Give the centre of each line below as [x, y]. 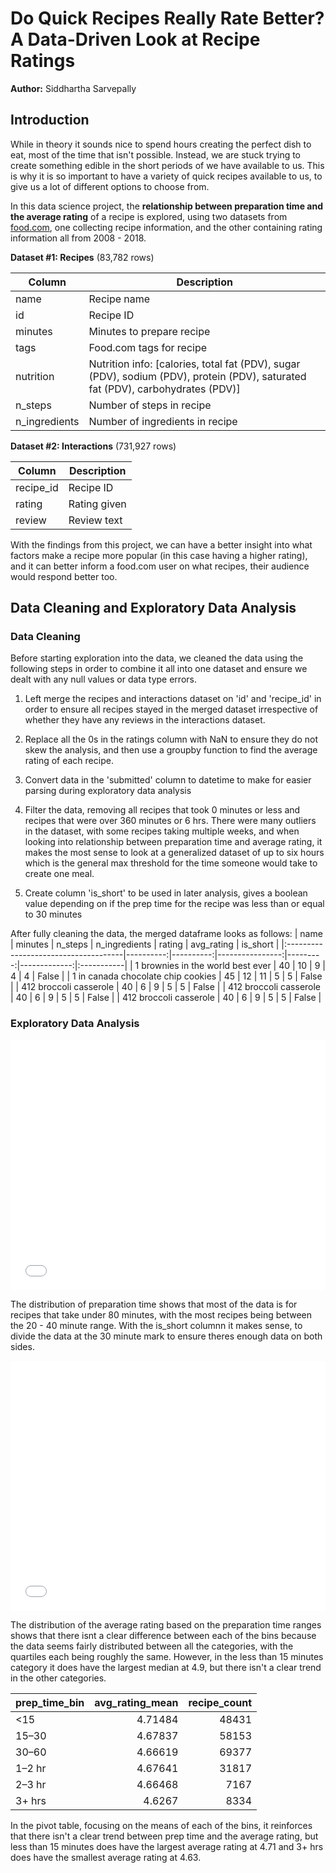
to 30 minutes [53, 914]
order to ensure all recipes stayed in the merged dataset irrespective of [171, 709]
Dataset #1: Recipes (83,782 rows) [82, 257]
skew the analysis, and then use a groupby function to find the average [171, 750]
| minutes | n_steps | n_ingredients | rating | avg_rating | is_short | [145, 944]
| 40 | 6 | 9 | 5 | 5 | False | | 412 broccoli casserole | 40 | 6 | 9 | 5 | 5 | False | [166, 998]
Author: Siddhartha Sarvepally [73, 88]
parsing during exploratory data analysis [108, 791]
